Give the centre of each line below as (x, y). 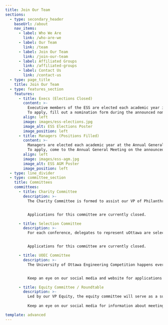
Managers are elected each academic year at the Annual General (96, 145)
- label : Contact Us (40, 71)
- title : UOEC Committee (44, 255)
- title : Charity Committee (48, 192)
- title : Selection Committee (50, 224)
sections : (15, 15)
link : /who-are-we (42, 38)
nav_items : (25, 29)
